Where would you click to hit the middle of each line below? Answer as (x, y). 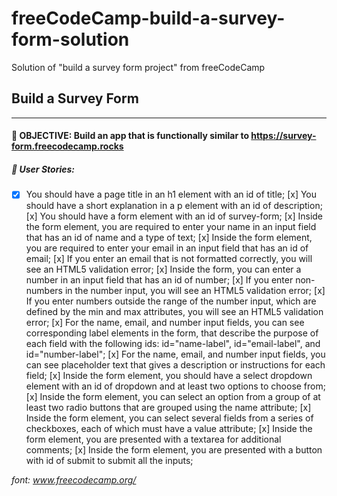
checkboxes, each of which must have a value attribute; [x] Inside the (169, 429)
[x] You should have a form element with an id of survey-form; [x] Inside (174, 216)
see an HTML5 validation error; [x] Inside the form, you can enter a (163, 269)
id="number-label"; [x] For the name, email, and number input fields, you (175, 354)
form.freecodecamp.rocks (67, 146)
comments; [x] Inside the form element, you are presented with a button (174, 450)
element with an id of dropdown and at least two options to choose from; (175, 386)
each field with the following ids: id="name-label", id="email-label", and (173, 344)
